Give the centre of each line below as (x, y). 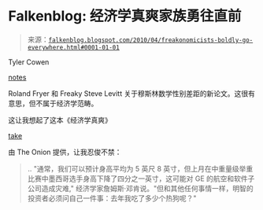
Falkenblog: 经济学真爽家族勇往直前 (125, 16)
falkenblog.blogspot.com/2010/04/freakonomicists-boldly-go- (151, 40)
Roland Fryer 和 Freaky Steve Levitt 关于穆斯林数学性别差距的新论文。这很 (128, 93)
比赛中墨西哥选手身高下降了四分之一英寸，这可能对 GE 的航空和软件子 (141, 179)
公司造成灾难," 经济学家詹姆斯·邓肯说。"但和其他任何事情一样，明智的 (140, 188)
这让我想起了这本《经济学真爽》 (60, 120)
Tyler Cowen (29, 62)
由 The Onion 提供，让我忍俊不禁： (65, 152)
